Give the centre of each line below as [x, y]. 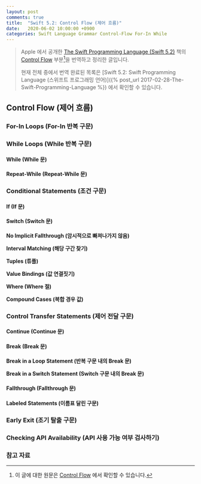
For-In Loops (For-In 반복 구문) [50, 126]
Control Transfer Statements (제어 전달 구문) [70, 316]
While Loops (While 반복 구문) [49, 144]
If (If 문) [16, 206]
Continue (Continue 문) [35, 331]
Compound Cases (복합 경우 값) [45, 299]
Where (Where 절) [29, 286]
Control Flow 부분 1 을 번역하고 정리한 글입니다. [75, 59]
